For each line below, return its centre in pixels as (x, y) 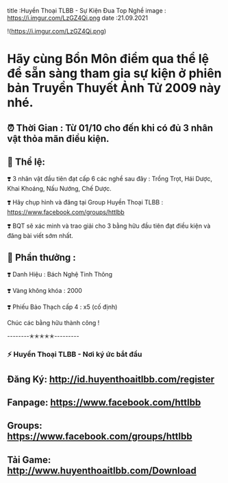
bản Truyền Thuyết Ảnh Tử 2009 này (114, 88)
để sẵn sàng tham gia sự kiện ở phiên (114, 74)
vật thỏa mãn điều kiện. (58, 138)
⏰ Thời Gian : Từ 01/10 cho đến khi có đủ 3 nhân (110, 128)
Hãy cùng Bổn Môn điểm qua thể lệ (108, 59)
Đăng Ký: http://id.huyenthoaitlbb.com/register (111, 379)
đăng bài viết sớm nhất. (40, 236)
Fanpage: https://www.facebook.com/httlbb (104, 402)
